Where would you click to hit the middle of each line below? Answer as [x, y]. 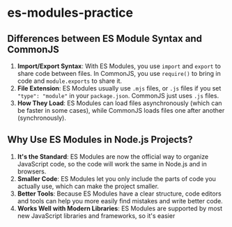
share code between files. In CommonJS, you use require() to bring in [119, 73]
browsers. [32, 171]
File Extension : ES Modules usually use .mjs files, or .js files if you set [119, 88]
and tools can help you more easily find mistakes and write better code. [120, 201]
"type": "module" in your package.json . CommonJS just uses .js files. [118, 96]
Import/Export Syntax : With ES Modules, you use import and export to [119, 66]
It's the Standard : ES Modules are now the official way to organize [113, 156]
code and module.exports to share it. [70, 81]
